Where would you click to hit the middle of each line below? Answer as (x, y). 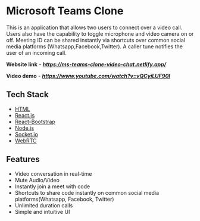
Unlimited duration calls (44, 205)
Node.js (24, 128)
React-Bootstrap (35, 122)
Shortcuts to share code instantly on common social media (87, 192)
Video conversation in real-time (53, 173)
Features (23, 159)
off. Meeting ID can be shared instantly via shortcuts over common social (96, 40)
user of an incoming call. (36, 52)
